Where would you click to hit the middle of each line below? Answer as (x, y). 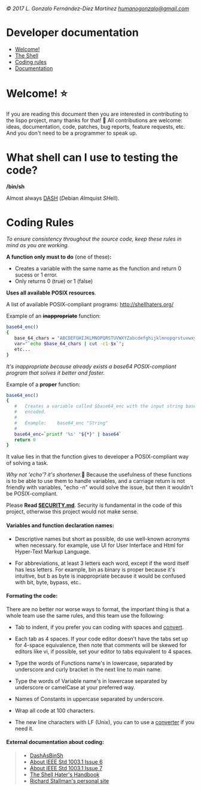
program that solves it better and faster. (55, 373)
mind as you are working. (38, 245)
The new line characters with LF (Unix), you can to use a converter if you (105, 722)
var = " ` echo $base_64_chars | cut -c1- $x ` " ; (69, 344)
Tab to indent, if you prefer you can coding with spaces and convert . (99, 627)
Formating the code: (32, 596)
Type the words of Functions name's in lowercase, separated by (94, 663)
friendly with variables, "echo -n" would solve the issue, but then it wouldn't (100, 487)
